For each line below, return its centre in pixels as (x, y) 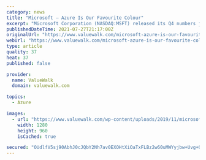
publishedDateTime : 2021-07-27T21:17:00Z (60, 29)
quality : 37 (21, 52)
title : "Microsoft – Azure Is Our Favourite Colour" (75, 18)
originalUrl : (23, 35)
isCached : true (37, 136)
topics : (16, 97)
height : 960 (32, 131)
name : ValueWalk (32, 80)
